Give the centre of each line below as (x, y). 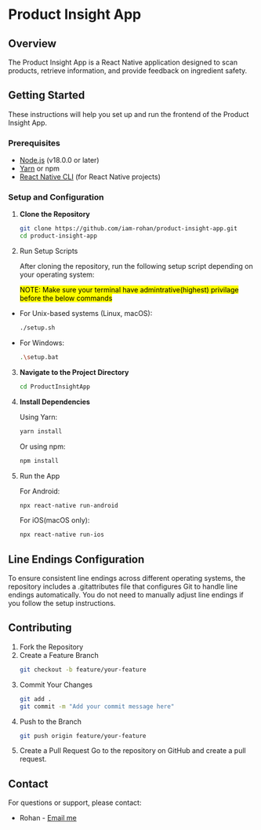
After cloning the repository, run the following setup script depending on (136, 266)
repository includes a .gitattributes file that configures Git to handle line (123, 586)
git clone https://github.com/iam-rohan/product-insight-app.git (128, 229)
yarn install (41, 431)
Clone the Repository (54, 215)
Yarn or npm (40, 169)
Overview (33, 44)
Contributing (40, 628)
